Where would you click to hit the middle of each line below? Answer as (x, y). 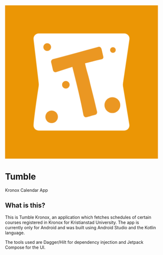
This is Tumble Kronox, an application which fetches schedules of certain (78, 217)
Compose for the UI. (25, 247)
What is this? (25, 206)
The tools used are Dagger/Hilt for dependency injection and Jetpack (74, 242)
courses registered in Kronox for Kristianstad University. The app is (72, 222)
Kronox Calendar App (27, 190)
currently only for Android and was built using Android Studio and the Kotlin (81, 227)
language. (15, 233)
